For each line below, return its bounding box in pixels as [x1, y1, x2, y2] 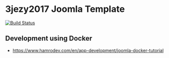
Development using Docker [5, 34, 93, 43]
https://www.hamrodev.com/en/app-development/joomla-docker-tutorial [12, 47, 164, 53]
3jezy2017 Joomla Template [5, 3, 125, 15]
